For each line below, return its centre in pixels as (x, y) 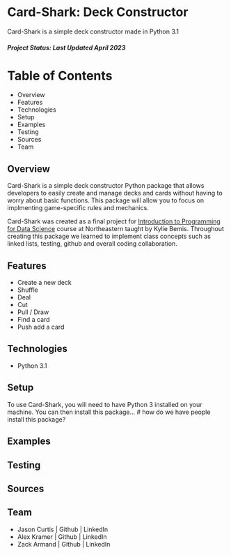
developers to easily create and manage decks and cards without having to (115, 193)
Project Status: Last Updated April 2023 (66, 47)
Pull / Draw (33, 312)
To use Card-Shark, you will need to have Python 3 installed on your (105, 404)
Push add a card (41, 327)
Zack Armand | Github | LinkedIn (64, 544)
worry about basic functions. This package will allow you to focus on (106, 200)
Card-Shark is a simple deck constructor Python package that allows (106, 186)
